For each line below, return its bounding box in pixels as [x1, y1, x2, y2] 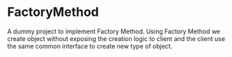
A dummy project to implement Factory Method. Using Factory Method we [7, 27, 221, 35]
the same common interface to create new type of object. [7, 42, 173, 50]
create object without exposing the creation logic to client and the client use [7, 34, 225, 42]
